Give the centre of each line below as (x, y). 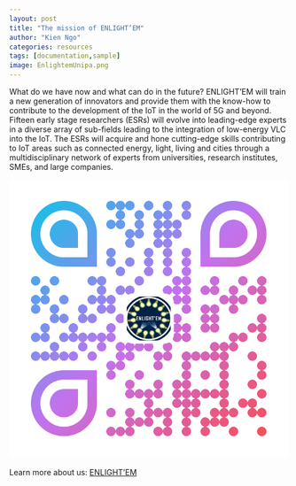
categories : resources (51, 47)
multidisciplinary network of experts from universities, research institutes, (144, 158)
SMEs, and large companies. (61, 167)
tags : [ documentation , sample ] (65, 56)
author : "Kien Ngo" (45, 37)
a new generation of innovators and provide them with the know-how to (140, 101)
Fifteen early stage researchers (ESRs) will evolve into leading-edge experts (148, 120)
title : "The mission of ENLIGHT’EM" (77, 28)
